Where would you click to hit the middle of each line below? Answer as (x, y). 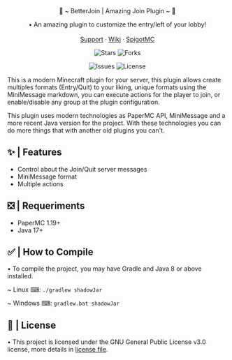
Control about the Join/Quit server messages (82, 169)
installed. (20, 276)
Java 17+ (30, 230)
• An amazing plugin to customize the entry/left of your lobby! (117, 24)
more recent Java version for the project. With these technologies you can (114, 123)
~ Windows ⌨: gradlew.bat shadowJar (64, 303)
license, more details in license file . (58, 350)
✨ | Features (35, 152)
